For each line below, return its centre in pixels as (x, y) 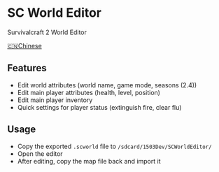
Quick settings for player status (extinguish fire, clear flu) (99, 107)
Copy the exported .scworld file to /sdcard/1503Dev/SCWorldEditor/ (114, 146)
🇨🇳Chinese (24, 45)
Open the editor (40, 153)
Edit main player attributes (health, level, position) (89, 92)
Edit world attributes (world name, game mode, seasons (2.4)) (107, 85)
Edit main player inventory (55, 100)
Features (27, 68)
